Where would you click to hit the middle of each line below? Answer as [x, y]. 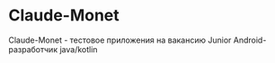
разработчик [33, 49]
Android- [250, 40]
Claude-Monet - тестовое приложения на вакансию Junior [120, 40]
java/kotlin [79, 49]
